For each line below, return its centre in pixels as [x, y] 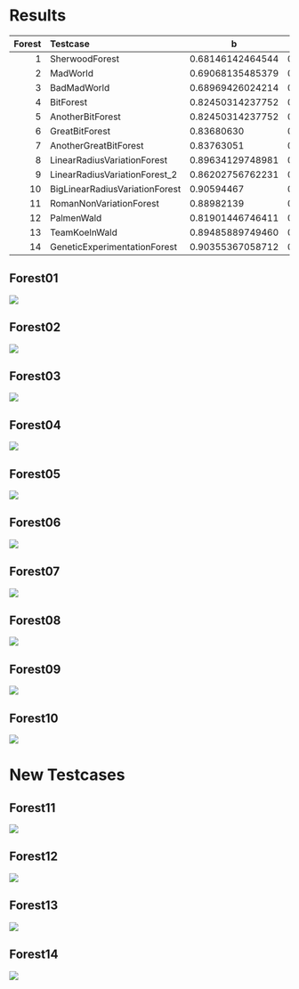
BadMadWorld [80, 87]
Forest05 [35, 474]
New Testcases [67, 775]
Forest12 [33, 857]
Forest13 [34, 906]
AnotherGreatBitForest [97, 145]
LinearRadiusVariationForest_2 [114, 174]
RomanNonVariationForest [105, 203]
